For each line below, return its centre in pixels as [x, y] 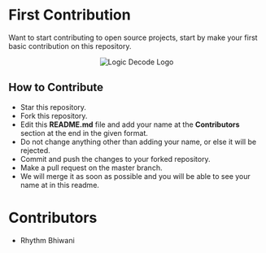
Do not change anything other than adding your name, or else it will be [138, 142]
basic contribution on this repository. [70, 46]
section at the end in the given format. [84, 133]
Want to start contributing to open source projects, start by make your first [133, 37]
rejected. [35, 150]
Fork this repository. [54, 116]
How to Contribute [56, 87]
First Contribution [70, 15]
